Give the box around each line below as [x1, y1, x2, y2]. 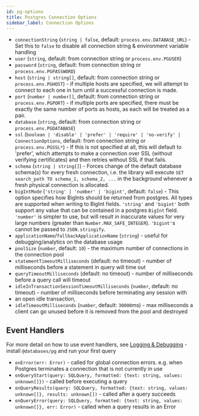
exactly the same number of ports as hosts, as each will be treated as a [14, 105, 189, 113]
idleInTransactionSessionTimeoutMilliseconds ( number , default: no [14, 283, 178, 290]
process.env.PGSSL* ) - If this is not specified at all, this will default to [14, 143, 182, 151]
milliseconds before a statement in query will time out [14, 264, 146, 271]
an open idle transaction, [14, 295, 76, 302]
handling [14, 49, 37, 56]
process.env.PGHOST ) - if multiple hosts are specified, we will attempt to [14, 80, 189, 87]
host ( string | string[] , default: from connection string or [14, 74, 160, 81]
